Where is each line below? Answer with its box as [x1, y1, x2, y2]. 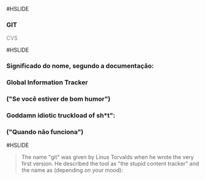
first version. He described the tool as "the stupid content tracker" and [21, 160, 199, 168]
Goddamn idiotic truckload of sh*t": [6, 111, 116, 119]
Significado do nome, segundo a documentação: [6, 61, 154, 70]
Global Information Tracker [6, 78, 88, 87]
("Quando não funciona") [6, 127, 84, 136]
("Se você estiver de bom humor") [6, 95, 111, 103]
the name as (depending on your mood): [21, 166, 124, 174]
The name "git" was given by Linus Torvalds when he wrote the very [21, 154, 194, 161]
